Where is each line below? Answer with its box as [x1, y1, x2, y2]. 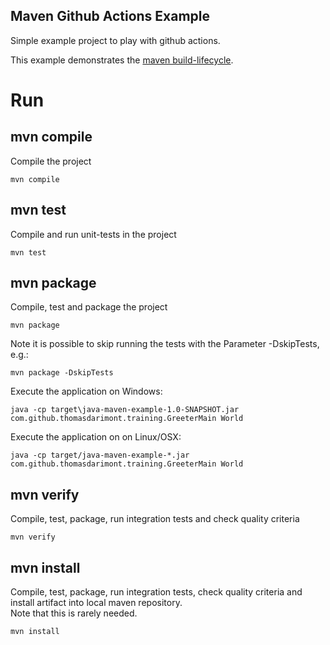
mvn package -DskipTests [10, 368, 114, 378]
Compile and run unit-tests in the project [10, 228, 177, 240]
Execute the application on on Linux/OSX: [10, 431, 182, 443]
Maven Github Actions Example [10, 8, 211, 25]
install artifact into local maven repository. [10, 597, 183, 609]
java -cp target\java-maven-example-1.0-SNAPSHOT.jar [10, 405, 240, 415]
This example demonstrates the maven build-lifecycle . [10, 54, 234, 66]
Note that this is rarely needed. [10, 607, 138, 619]
